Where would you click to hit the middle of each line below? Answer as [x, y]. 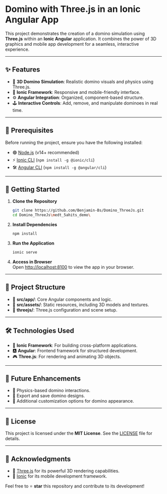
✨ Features [23, 70]
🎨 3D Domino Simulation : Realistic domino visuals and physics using [83, 82]
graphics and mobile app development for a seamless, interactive [72, 44]
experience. [17, 49]
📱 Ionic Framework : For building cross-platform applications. [75, 345]
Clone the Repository [35, 201]
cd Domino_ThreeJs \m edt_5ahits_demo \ [51, 215]
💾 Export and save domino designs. [49, 396]
